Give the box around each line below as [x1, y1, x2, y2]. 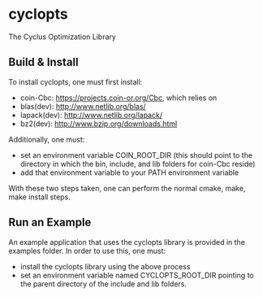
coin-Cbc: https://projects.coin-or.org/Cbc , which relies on [19, 93, 218, 103]
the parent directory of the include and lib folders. [19, 278, 187, 289]
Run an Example [8, 216, 92, 229]
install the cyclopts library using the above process [19, 261, 191, 271]
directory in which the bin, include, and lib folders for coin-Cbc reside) [19, 159, 256, 168]
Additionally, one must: [8, 134, 85, 144]
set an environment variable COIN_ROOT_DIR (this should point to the [19, 150, 253, 159]
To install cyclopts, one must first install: [8, 76, 143, 86]
